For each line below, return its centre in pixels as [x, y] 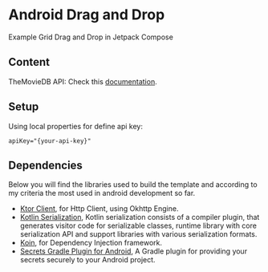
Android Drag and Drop [87, 15]
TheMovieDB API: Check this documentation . [83, 81]
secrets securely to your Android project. [87, 260]
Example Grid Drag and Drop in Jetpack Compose [91, 37]
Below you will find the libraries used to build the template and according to [133, 185]
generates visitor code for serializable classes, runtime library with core [138, 225]
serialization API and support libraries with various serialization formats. [138, 234]
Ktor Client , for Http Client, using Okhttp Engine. [99, 209]
